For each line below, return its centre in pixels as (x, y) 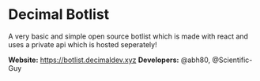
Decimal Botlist (59, 15)
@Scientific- (232, 60)
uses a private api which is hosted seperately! (83, 44)
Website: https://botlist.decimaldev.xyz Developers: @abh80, (109, 60)
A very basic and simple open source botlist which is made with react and (128, 36)
